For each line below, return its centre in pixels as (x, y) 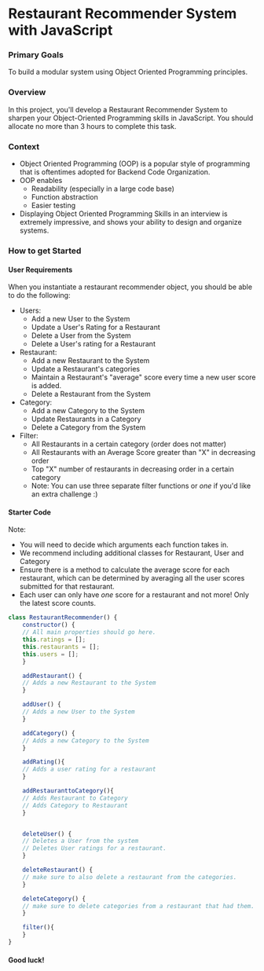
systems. (34, 231)
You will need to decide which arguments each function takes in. (124, 545)
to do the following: (39, 295)
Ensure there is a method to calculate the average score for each (125, 570)
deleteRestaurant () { (57, 870)
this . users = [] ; (51, 654)
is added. (46, 386)
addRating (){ (44, 762)
